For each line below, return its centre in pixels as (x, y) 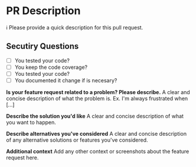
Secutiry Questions (43, 46)
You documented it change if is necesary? (66, 80)
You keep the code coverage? (51, 67)
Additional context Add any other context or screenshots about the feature (98, 151)
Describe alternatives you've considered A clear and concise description (97, 134)
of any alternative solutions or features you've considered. (77, 140)
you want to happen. (31, 122)
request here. (22, 158)
